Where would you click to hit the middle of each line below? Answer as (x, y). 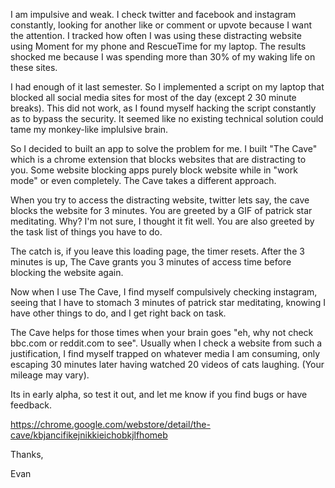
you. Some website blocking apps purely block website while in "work (154, 170)
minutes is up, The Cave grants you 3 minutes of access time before (151, 262)
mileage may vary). (50, 375)
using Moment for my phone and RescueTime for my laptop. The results (158, 46)
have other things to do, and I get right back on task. (118, 313)
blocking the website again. (67, 272)
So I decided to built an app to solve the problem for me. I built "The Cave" (164, 148)
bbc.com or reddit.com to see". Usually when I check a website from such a (166, 343)
